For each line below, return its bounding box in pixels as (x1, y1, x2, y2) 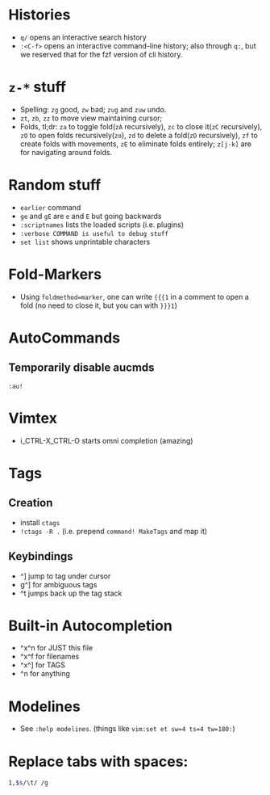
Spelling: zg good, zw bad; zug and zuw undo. (19, 104, 167, 114)
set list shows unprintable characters (19, 237, 151, 246)
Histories (8, 6, 71, 24)
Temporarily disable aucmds (8, 361, 155, 375)
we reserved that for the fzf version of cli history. (19, 49, 183, 59)
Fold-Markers (8, 265, 102, 284)
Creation (8, 496, 53, 510)
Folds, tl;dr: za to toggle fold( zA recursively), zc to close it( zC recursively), (19, 121, 263, 131)
